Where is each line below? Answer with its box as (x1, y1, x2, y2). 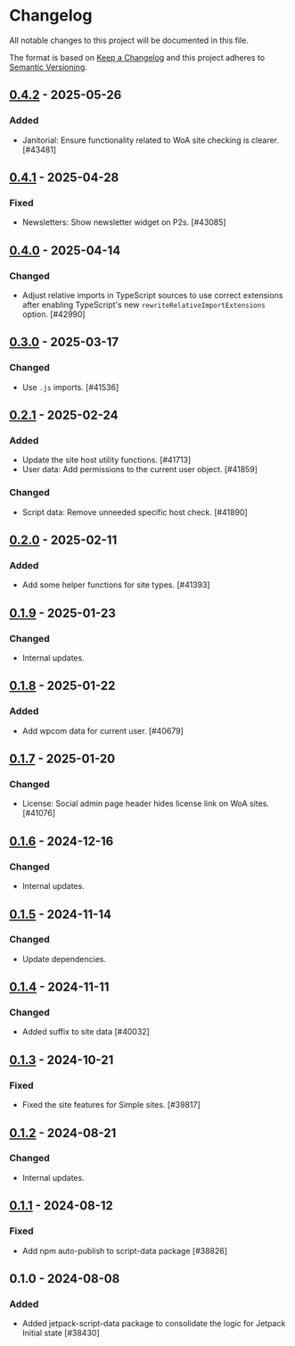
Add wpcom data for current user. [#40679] (21, 725, 184, 736)
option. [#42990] (21, 309, 86, 320)
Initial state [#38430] (21, 1327, 100, 1339)
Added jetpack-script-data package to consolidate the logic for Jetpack (21, 1318, 286, 1329)
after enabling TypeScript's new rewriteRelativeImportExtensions (21, 300, 266, 310)
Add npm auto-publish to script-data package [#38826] (21, 1245, 228, 1256)
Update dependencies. (21, 953, 107, 964)
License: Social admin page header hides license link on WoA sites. (21, 798, 270, 809)
